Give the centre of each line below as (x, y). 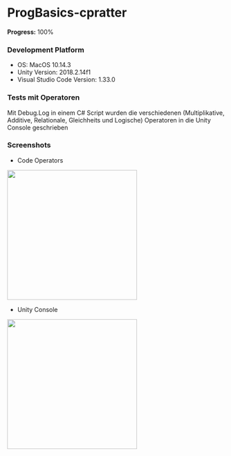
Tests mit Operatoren (44, 98)
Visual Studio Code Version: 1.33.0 (66, 80)
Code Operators (40, 160)
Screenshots (29, 145)
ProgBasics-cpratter (67, 13)
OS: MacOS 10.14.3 (44, 65)
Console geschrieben (38, 127)
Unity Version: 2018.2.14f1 (54, 72)
